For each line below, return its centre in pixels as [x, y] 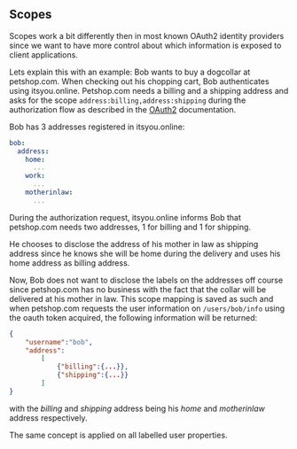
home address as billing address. [70, 263]
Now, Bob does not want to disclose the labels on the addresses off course [146, 280]
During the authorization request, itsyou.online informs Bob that [125, 217]
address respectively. [48, 418]
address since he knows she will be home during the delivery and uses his [145, 253]
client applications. [43, 54]
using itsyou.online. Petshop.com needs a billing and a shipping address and [149, 90]
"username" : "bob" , [59, 342]
